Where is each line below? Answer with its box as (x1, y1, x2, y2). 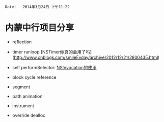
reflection (12, 39, 32, 45)
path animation (12, 93, 43, 99)
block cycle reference (12, 74, 56, 80)
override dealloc (12, 112, 46, 118)
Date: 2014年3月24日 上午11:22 (5, 4, 70, 9)
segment (12, 84, 30, 90)
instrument (12, 102, 34, 109)
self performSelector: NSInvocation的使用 (12, 64, 97, 70)
